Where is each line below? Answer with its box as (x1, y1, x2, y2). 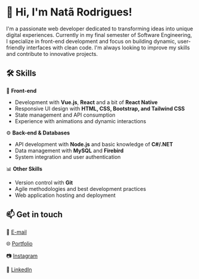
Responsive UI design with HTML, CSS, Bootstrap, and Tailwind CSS (14, 105, 185, 112)
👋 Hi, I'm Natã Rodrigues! (6, 5, 132, 19)
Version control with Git (14, 178, 73, 186)
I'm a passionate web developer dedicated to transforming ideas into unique (6, 25, 194, 32)
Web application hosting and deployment (14, 192, 116, 199)
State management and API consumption (14, 111, 116, 118)
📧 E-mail (6, 228, 27, 236)
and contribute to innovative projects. (6, 50, 98, 57)
